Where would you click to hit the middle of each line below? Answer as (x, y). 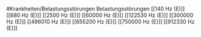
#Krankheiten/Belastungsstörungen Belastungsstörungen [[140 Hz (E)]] (96, 9)
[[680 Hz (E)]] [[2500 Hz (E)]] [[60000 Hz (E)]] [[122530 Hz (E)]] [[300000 (100, 15)
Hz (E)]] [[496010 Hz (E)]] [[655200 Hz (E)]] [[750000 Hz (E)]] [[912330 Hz (101, 22)
